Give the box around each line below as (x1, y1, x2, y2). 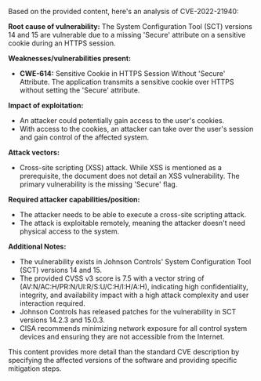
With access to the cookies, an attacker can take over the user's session (19, 125, 254, 133)
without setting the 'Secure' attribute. (19, 85, 140, 95)
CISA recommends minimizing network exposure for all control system (19, 324, 248, 332)
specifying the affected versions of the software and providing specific (8, 356, 237, 365)
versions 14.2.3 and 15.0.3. (19, 315, 106, 325)
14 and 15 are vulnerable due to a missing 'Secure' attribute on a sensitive (8, 31, 246, 39)
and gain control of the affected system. (19, 132, 150, 142)
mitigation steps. (8, 364, 62, 373)
